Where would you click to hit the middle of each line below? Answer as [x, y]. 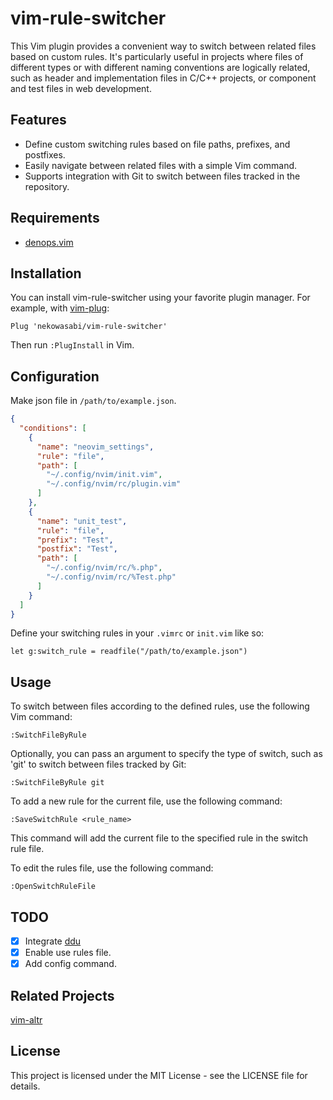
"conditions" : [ [53, 428]
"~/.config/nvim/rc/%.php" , [104, 568]
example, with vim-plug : [60, 308]
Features [38, 120]
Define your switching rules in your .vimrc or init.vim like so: [137, 633]
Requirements [55, 218]
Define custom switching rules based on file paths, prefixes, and [157, 144]
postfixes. [45, 154]
